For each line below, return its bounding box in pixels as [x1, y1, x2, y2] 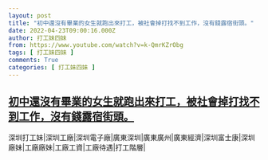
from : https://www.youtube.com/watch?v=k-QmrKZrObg [8, 41, 183, 49]
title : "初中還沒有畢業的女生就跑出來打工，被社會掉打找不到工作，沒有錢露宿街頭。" [8, 19, 254, 27]
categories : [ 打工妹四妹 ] [8, 64, 96, 72]
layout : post [8, 11, 52, 20]
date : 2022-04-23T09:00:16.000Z [8, 26, 116, 34]
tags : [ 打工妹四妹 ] [8, 49, 74, 57]
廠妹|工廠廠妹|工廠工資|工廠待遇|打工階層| [8, 142, 146, 152]
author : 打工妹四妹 [8, 33, 67, 42]
